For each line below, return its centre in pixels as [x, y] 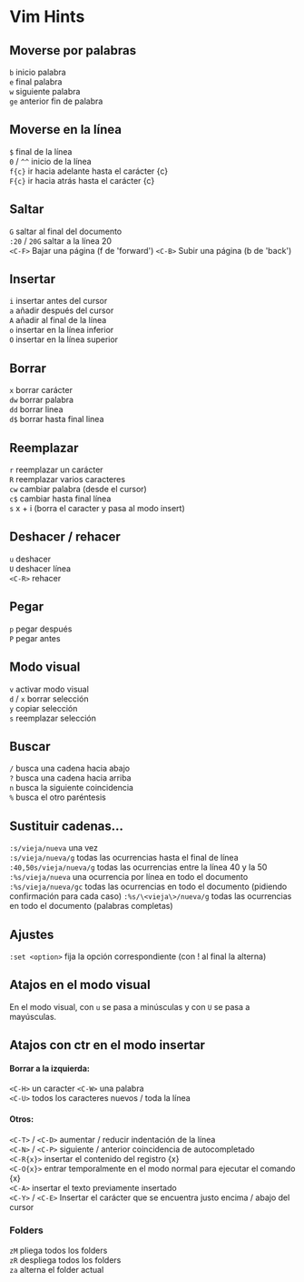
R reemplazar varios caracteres [67, 479]
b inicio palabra [38, 72]
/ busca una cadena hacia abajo [69, 768]
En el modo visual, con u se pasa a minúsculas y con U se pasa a [130, 1006]
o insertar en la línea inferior [62, 330]
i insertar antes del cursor [59, 301]
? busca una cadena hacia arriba [70, 778]
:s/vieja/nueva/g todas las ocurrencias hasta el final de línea [124, 858]
